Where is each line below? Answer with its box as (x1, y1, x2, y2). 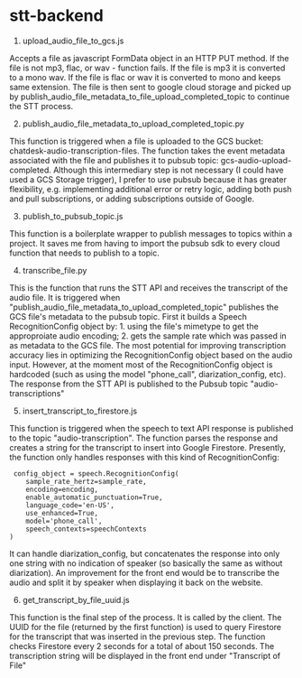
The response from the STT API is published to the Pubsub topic (9, 378, 249, 389)
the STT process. (9, 100, 74, 111)
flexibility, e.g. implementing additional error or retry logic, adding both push (9, 183, 292, 194)
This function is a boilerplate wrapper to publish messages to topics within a (9, 228, 293, 239)
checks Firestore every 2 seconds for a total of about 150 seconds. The (9, 640, 275, 651)
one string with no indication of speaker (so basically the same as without (9, 557, 283, 569)
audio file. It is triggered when (9, 292, 121, 302)
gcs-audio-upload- (220, 154, 292, 165)
